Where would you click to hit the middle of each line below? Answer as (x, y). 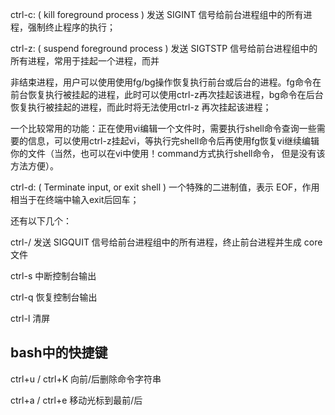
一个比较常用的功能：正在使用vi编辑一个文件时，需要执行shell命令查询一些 (163, 128)
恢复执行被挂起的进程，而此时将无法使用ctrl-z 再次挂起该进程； (141, 107)
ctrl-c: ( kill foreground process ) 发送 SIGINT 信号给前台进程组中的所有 (157, 14)
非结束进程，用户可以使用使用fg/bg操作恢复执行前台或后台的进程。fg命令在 (166, 82)
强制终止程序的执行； (71, 27)
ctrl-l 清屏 (30, 318)
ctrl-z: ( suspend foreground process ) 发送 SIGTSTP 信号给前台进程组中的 (164, 48)
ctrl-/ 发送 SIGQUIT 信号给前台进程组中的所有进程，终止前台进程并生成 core (166, 242)
